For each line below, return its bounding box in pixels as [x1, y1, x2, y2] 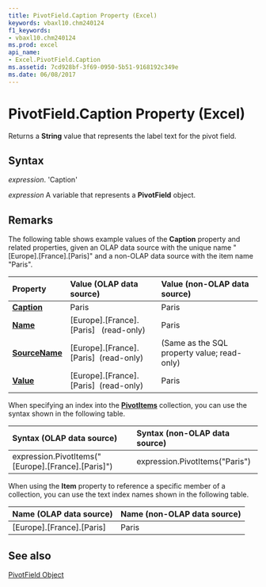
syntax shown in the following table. [8, 409, 126, 419]
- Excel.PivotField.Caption [8, 56, 101, 64]
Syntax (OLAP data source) [12, 433, 118, 444]
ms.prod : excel [8, 41, 59, 49]
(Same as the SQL [161, 338, 228, 349]
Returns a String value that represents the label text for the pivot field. [8, 131, 237, 140]
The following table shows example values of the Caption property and [8, 235, 241, 244]
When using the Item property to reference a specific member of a [8, 481, 226, 491]
